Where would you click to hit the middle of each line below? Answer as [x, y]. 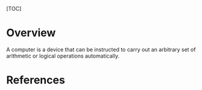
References [36, 80]
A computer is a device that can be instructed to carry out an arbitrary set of [101, 49]
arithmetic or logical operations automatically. [63, 56]
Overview [31, 33]
